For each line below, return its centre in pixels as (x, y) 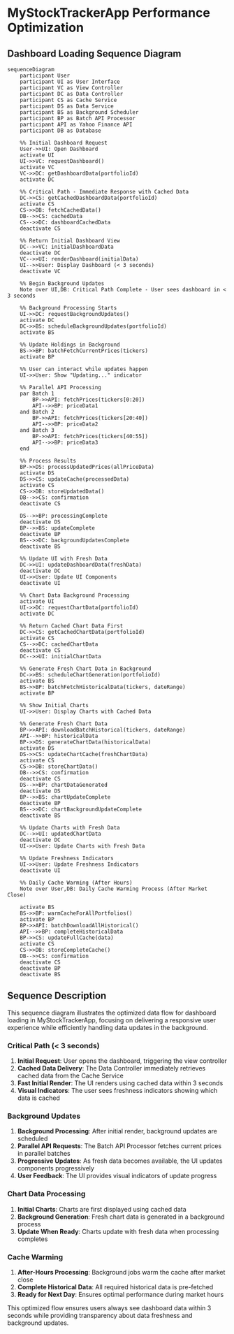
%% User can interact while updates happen (84, 369)
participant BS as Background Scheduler (79, 113)
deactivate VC (40, 271)
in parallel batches (44, 1154)
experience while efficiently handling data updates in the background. (108, 1027)
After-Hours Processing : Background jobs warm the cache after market (121, 1272)
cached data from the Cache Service (70, 1076)
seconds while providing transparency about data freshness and (100, 1315)
